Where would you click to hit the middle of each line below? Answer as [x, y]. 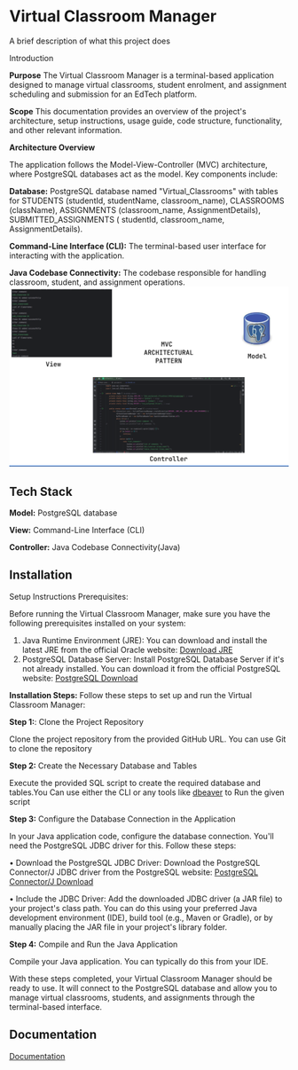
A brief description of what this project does [90, 41]
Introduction [31, 58]
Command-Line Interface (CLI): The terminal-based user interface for [138, 246]
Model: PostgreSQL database [63, 513]
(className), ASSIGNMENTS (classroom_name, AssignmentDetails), [135, 209]
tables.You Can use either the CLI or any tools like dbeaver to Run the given [147, 792]
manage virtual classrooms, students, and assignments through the [132, 997]
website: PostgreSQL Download [80, 678]
